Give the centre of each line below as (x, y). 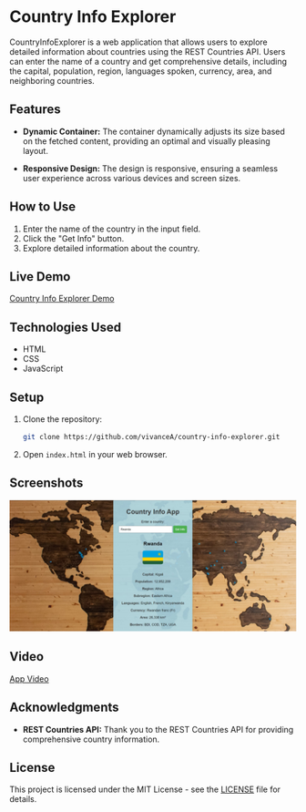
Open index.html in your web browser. (95, 454)
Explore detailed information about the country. (111, 248)
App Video (29, 678)
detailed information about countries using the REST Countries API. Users (148, 51)
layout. (35, 150)
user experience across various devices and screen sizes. (132, 178)
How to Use (43, 207)
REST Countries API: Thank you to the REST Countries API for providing (158, 729)
